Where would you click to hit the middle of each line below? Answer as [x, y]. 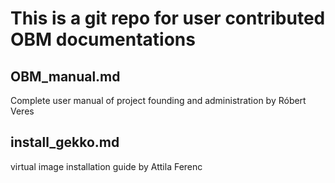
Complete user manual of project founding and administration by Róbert [158, 100]
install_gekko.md [65, 142]
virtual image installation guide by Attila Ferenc [106, 166]
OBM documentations [103, 39]
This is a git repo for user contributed [168, 18]
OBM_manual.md [65, 76]
